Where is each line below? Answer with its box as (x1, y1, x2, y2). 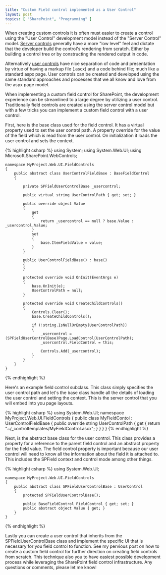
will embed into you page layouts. (5, 400, 74, 406)
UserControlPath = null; (31, 288, 83, 293)
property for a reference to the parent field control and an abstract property (5, 441, 160, 447)
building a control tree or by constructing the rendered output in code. (5, 51, 148, 57)
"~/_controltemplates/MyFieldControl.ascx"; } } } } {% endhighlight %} (5, 426, 149, 432)
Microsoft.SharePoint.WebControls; (5, 153, 78, 159)
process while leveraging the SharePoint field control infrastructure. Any (5, 559, 153, 565)
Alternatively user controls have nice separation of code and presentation (5, 60, 156, 67)
